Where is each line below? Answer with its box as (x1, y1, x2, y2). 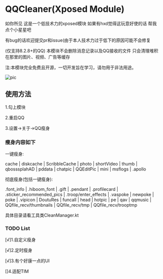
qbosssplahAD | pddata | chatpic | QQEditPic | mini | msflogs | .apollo (5, 166, 147, 172)
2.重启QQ (5, 114, 25, 120)
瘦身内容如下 (5, 139, 36, 146)
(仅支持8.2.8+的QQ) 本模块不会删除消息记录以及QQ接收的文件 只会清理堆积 (5, 48, 159, 54)
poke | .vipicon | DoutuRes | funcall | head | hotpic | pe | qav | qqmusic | (5, 197, 152, 203)
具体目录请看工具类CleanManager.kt (5, 212, 79, 219)
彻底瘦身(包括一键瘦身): (5, 176, 53, 182)
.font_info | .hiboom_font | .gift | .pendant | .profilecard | (5, 186, 119, 192)
